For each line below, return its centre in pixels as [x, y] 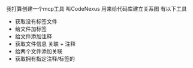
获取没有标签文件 [36, 21]
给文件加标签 [31, 29]
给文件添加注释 [33, 36]
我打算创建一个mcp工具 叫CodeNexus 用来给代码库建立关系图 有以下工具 [96, 9]
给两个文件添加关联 [39, 51]
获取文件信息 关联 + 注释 [45, 44]
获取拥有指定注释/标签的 [45, 59]
